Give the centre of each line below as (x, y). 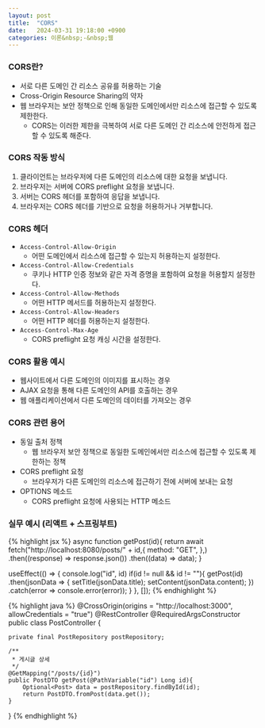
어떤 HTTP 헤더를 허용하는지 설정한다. (91, 321)
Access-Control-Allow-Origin (68, 247)
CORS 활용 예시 (37, 362)
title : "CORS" (33, 23)
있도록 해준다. (70, 135)
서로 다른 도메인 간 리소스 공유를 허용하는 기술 (90, 86)
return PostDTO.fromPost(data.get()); (86, 695)
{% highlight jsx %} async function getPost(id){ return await (106, 542)
